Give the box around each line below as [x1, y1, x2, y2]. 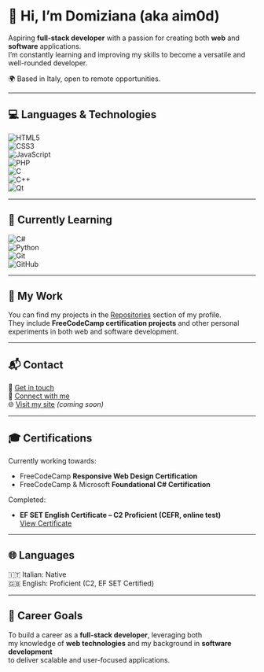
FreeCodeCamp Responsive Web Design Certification [19, 471, 198, 481]
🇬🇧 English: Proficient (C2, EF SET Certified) [8, 578, 155, 588]
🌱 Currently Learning [8, 213, 112, 227]
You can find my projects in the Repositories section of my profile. [8, 310, 222, 319]
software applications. [8, 41, 82, 50]
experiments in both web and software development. [8, 327, 179, 337]
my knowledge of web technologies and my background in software [8, 638, 232, 648]
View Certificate [19, 519, 72, 528]
